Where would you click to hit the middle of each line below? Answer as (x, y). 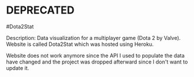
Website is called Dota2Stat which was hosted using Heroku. (80, 44)
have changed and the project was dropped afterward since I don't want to (97, 62)
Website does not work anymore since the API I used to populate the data (95, 55)
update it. (18, 68)
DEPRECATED (40, 10)
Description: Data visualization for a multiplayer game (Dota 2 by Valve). (93, 38)
